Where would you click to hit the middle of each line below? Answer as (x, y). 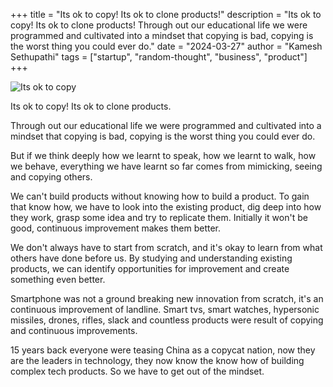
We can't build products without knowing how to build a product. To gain (160, 196)
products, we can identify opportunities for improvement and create (150, 268)
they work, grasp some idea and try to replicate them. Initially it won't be (159, 217)
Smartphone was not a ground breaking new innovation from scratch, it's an (167, 298)
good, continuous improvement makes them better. (116, 228)
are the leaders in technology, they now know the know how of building (157, 360)
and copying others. (51, 177)
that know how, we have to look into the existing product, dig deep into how (166, 207)
